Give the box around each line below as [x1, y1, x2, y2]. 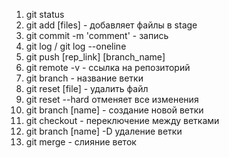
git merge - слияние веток [25, 136, 137, 148]
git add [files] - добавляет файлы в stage [25, 19, 198, 31]
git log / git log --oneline [25, 40, 127, 52]
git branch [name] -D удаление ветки [25, 125, 183, 137]
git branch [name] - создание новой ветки [25, 104, 204, 116]
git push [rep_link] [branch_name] [25, 51, 166, 63]
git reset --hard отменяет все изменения [25, 94, 199, 105]
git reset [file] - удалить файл [25, 83, 149, 94]
